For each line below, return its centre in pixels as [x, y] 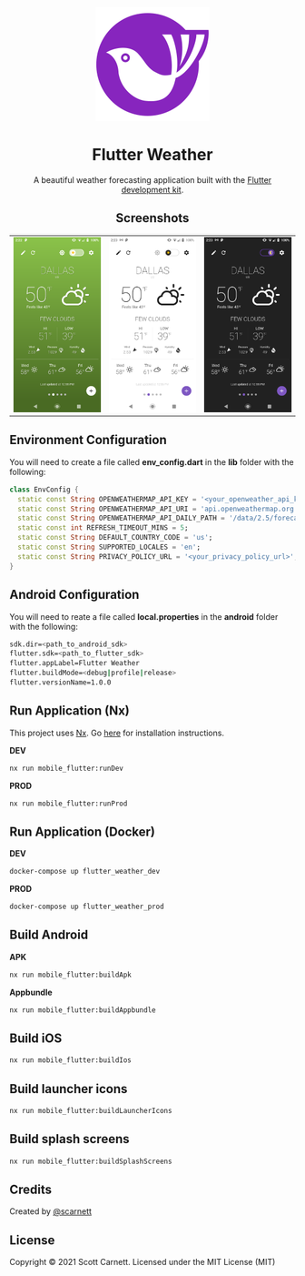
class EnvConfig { [44, 490]
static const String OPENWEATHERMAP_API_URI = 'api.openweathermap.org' [158, 509]
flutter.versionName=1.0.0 [60, 683]
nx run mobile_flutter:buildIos [70, 1060]
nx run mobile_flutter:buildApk [70, 975]
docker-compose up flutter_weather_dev [85, 872]
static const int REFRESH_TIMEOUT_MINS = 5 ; [103, 528]
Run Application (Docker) [83, 831]
